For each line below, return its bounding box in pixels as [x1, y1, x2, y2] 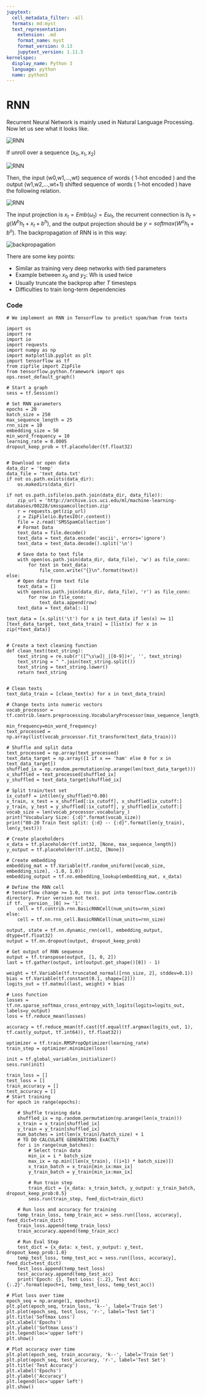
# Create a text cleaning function [6, 642, 97, 648]
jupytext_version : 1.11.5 [17, 49, 84, 55]
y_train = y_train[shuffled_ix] [17, 1126, 100, 1132]
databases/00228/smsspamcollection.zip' [6, 503, 112, 509]
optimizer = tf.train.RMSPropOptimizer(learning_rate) [6, 1040, 150, 1046]
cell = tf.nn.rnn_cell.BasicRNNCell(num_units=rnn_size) [17, 916, 166, 923]
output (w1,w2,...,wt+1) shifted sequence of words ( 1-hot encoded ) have [6, 180, 191, 188]
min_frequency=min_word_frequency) [6, 723, 97, 729]
